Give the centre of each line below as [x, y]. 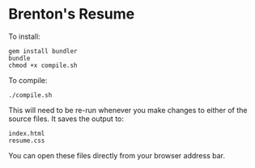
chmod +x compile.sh [43, 65]
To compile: [28, 80]
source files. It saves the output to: [66, 119]
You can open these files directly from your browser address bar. [117, 155]
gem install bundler [43, 51]
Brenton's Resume [72, 14]
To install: [24, 36]
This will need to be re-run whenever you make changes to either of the [128, 110]
